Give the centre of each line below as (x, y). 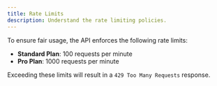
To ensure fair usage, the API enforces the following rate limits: (98, 40)
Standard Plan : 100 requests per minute (75, 54)
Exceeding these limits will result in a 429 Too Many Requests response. (109, 75)
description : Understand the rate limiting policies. (87, 20)
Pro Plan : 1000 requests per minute (68, 61)
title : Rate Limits (36, 14)
